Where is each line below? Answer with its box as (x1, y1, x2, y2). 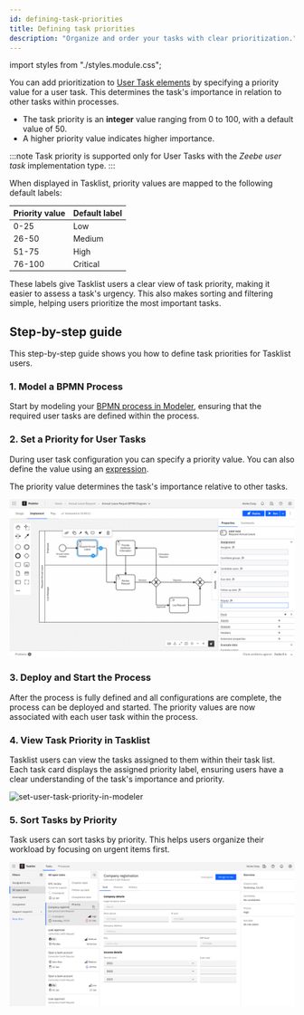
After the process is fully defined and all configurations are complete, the (9, 692, 282, 703)
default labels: (9, 187, 62, 198)
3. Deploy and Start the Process (9, 671, 152, 684)
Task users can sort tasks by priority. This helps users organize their (9, 834, 265, 846)
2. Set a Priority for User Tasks (9, 433, 147, 445)
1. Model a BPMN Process (9, 380, 124, 393)
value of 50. (22, 123, 68, 135)
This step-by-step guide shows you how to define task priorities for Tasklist (9, 349, 291, 359)
